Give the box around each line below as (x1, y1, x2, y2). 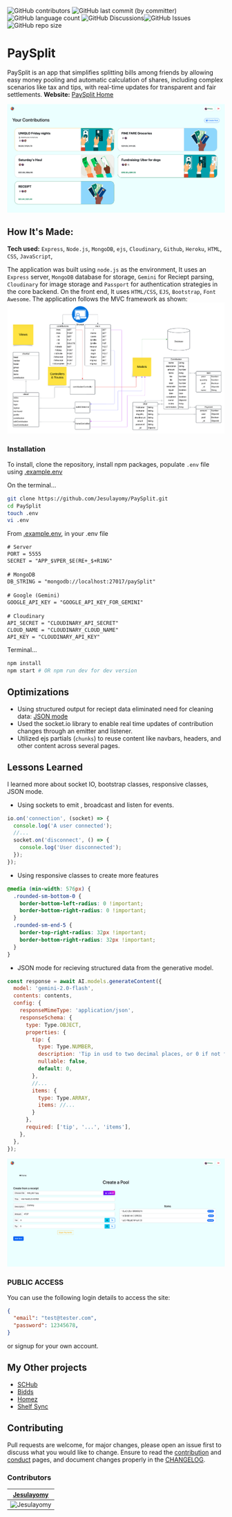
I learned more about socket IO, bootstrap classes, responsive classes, (7, 780, 209, 788)
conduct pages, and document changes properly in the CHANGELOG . (7, 1455, 206, 1464)
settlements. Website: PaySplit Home (7, 90, 114, 98)
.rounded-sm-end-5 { (13, 922, 72, 929)
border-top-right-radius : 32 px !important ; (19, 929, 147, 936)
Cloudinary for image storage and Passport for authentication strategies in (7, 280, 218, 288)
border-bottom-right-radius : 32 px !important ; (19, 936, 156, 943)
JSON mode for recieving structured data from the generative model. (17, 963, 214, 971)
